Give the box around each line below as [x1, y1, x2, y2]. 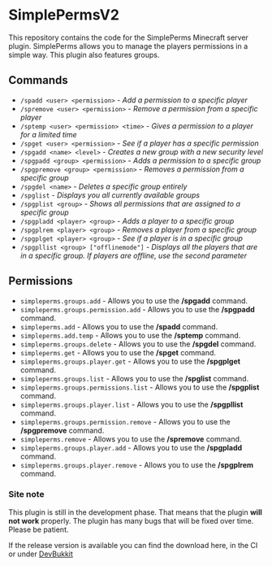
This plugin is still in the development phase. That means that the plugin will [8, 507, 262, 517]
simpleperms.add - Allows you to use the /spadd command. [19, 321, 218, 331]
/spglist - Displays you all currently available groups [19, 189, 201, 200]
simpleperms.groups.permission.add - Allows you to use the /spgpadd [19, 304, 256, 314]
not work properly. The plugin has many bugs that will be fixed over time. [8, 516, 254, 525]
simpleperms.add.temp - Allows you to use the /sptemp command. [19, 330, 241, 340]
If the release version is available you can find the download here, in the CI [8, 540, 258, 550]
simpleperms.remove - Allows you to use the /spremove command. [19, 433, 242, 444]
